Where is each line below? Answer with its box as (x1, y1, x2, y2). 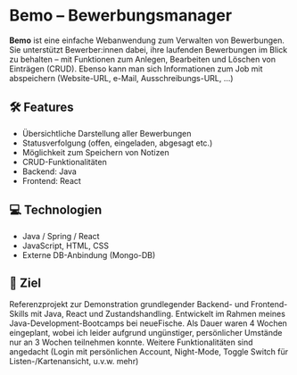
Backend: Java (21, 166, 78, 177)
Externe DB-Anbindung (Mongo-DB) (21, 249, 156, 260)
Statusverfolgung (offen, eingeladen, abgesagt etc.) (21, 137, 213, 148)
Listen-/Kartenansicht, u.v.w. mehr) (9, 356, 139, 367)
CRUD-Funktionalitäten (21, 156, 107, 167)
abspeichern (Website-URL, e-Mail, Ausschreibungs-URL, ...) (9, 72, 234, 83)
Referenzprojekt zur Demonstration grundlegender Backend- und (9, 299, 250, 310)
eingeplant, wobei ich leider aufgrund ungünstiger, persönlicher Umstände (9, 328, 283, 338)
